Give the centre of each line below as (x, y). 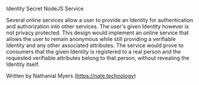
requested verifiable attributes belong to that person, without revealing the (98, 58)
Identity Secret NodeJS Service (45, 9)
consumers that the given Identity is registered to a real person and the (94, 52)
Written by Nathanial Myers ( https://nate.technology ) (71, 76)
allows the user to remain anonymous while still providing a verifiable (91, 39)
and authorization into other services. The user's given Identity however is (98, 26)
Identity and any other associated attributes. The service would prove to (95, 45)
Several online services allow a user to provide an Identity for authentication (100, 20)
